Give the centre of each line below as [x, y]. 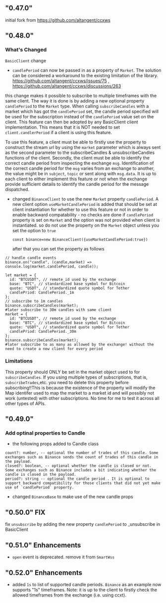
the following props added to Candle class [55, 444]
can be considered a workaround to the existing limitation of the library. [85, 75]
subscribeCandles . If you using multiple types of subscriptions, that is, [76, 377]
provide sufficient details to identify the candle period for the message [77, 184]
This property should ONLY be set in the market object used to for [73, 372]
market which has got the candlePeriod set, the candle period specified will [82, 111]
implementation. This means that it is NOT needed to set [63, 127]
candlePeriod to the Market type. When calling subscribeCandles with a [77, 106]
